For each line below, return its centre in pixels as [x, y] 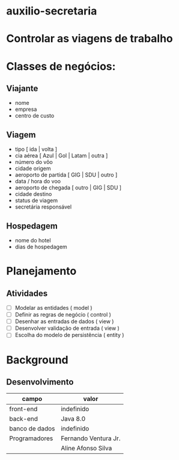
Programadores [31, 438]
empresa [26, 109]
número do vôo [34, 162]
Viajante [22, 88]
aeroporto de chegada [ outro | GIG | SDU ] [68, 187]
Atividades [27, 293]
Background [37, 360]
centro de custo [35, 116]
